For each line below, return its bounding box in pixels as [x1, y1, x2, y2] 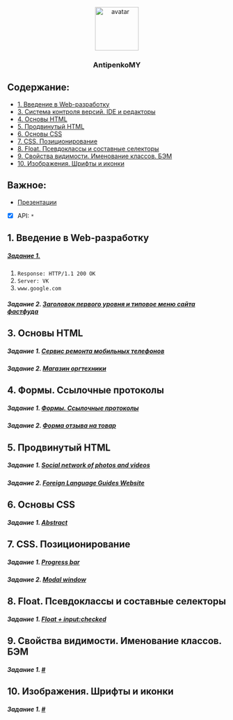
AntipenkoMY [93, 60, 141, 70]
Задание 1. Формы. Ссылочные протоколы [7, 404, 139, 412]
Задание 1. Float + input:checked [7, 615, 106, 623]
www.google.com [17, 285, 62, 292]
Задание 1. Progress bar [7, 558, 80, 566]
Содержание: [7, 81, 70, 93]
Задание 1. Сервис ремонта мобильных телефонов [7, 347, 165, 355]
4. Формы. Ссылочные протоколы [7, 384, 165, 396]
